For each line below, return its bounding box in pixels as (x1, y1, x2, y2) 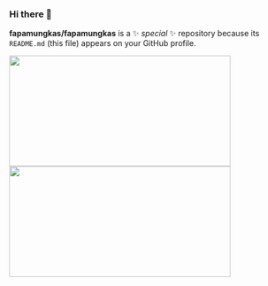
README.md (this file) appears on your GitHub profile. (9, 38, 196, 49)
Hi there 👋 (9, 8, 53, 20)
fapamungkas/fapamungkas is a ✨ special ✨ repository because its (9, 28, 260, 39)
